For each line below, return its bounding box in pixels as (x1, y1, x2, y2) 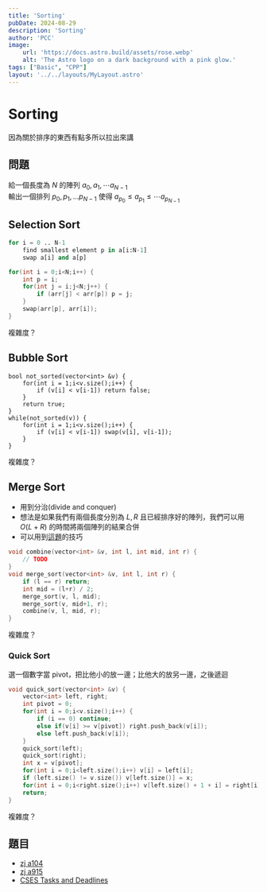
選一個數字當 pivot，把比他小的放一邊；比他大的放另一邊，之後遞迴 (8, 669, 229, 679)
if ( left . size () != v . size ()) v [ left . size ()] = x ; (22, 774, 194, 782)
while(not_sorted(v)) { (8, 414, 87, 422)
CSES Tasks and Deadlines (19, 875, 109, 885)
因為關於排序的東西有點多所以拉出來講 (8, 132, 133, 142)
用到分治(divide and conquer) (19, 502, 117, 512)
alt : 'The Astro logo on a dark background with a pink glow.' (22, 56, 237, 64)
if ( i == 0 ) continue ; (37, 715, 112, 723)
